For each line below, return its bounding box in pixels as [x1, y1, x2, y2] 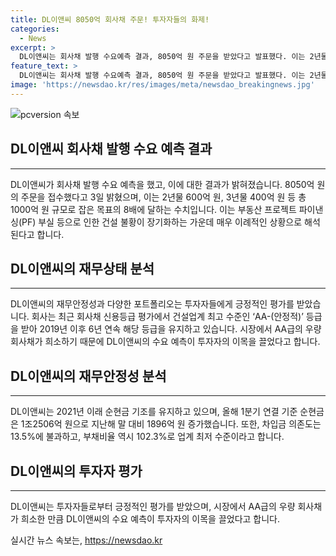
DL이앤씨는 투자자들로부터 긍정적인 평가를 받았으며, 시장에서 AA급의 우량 [10, 501, 296, 512]
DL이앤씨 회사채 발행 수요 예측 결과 [10, 141, 213, 158]
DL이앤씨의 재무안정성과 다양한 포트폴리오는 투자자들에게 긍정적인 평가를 [10, 298, 295, 310]
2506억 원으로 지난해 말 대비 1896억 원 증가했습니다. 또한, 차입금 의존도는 [32, 418, 322, 430]
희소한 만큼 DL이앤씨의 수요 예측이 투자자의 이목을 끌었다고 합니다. [20, 513, 281, 525]
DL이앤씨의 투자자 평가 [10, 462, 143, 480]
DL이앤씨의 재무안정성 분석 [10, 367, 167, 385]
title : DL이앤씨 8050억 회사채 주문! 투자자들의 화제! [10, 14, 210, 25]
